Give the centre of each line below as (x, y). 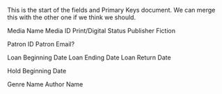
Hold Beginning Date (37, 71)
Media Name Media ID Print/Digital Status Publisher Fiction (92, 31)
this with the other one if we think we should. (72, 17)
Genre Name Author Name (45, 84)
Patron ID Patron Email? (41, 44)
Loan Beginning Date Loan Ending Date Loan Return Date (89, 57)
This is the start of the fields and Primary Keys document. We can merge (111, 10)
